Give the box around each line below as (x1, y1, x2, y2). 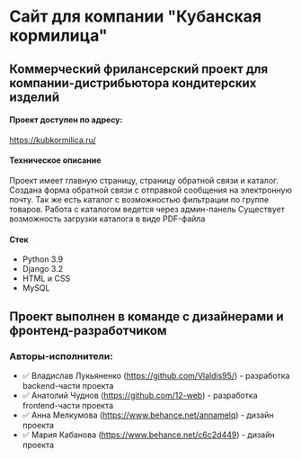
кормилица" (9, 25, 108, 46)
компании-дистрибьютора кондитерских (9, 75, 257, 91)
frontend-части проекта (22, 400, 114, 410)
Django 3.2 (22, 264, 64, 274)
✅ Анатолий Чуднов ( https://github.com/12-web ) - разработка (22, 390, 258, 400)
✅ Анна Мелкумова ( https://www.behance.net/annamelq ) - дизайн (22, 409, 274, 420)
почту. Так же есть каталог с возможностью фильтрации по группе (9, 193, 270, 204)
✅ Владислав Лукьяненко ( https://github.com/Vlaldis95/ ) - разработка (22, 370, 290, 381)
